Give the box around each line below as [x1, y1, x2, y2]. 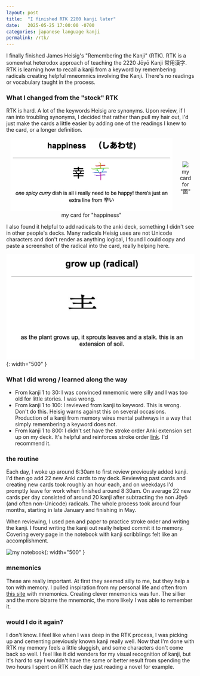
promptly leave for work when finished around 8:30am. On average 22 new [6, 487, 191, 495]
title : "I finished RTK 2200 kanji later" [6, 16, 116, 22]
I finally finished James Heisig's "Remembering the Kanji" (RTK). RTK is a [6, 52, 186, 59]
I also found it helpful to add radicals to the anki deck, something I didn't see [6, 223, 194, 231]
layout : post [6, 10, 39, 16]
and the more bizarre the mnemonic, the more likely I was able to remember [6, 596, 193, 604]
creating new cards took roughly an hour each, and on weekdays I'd [6, 481, 174, 488]
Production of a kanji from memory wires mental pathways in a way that [14, 414, 192, 422]
